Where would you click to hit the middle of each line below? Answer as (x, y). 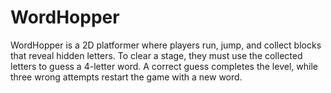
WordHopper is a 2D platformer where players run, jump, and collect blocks (166, 45)
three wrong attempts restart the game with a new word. (126, 77)
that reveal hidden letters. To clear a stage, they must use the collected (156, 55)
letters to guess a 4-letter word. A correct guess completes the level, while (164, 66)
